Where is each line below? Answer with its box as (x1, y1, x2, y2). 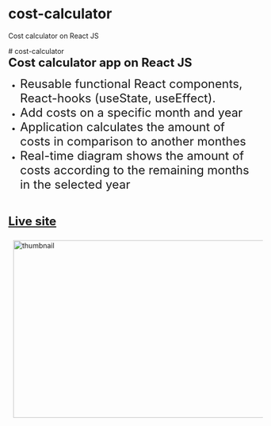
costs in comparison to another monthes (19, 133, 246, 149)
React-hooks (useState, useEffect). (19, 90, 216, 106)
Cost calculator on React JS (8, 31, 99, 40)
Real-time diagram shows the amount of (19, 148, 244, 163)
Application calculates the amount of (19, 119, 226, 135)
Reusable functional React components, (19, 76, 243, 91)
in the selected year (19, 176, 131, 192)
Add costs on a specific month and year (19, 105, 243, 120)
